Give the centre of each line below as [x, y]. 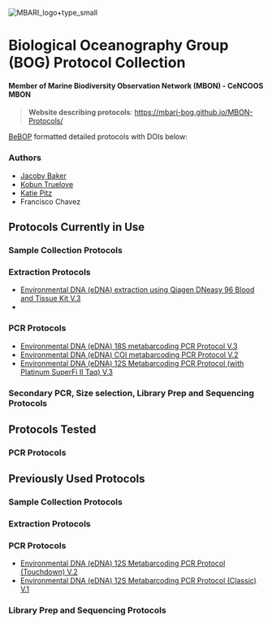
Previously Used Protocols [77, 479]
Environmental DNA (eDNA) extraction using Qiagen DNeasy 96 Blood [137, 290]
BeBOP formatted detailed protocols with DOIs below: [98, 137]
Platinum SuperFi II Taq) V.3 [67, 372]
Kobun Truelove [47, 184]
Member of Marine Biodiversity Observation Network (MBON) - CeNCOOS [136, 85]
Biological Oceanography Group [119, 46]
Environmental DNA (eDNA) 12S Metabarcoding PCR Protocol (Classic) [138, 581]
